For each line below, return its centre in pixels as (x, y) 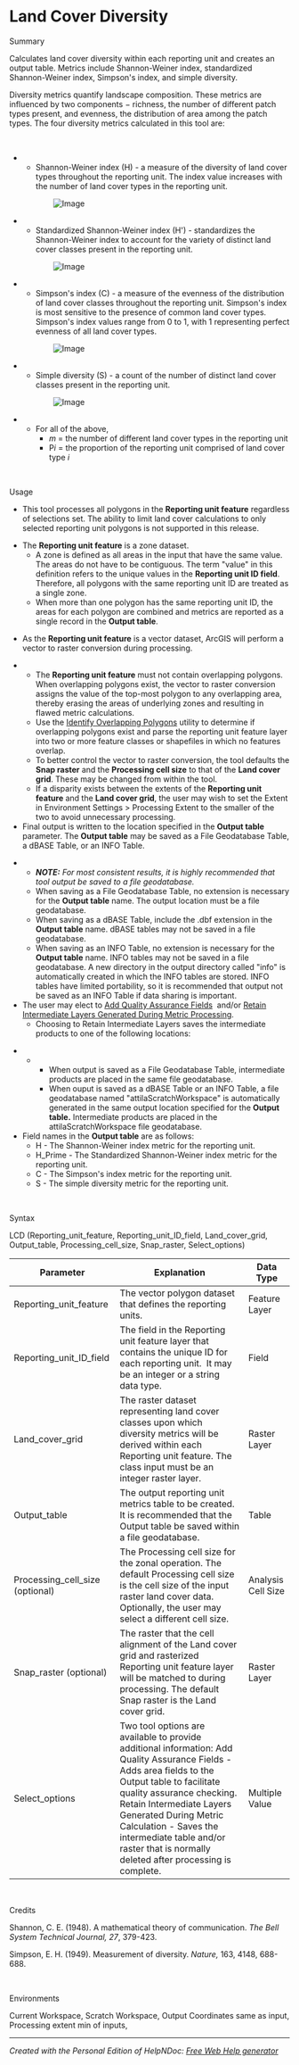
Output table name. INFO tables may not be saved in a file (142, 958)
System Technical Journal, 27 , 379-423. (83, 1936)
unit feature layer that (164, 1340)
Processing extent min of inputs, (69, 2025)
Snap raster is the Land (168, 1700)
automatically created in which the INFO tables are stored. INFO (152, 976)
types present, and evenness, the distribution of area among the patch (138, 113)
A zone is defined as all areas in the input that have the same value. (159, 554)
